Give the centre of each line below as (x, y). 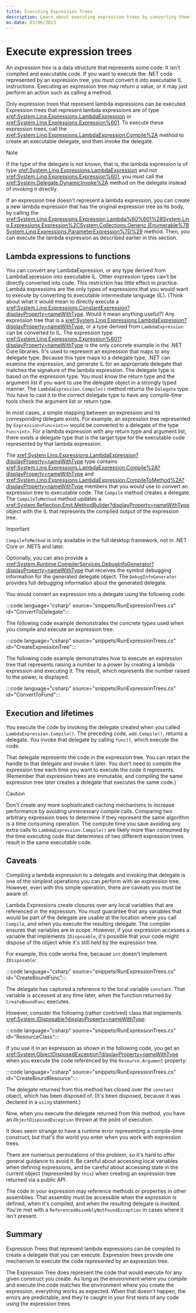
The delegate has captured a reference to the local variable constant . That (96, 989)
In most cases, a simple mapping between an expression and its (83, 413)
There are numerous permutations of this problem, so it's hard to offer (91, 1155)
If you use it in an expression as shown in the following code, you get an (93, 1048)
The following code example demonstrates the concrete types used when (95, 623)
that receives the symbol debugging (128, 570)
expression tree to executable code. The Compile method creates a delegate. (98, 493)
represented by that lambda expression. (54, 444)
